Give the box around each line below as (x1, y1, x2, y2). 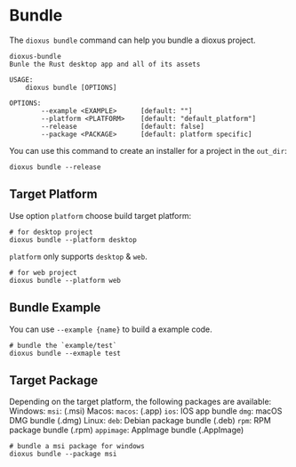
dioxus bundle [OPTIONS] (25, 83, 117, 92)
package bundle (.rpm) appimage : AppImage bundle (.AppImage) (9, 424, 244, 436)
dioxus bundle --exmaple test (9, 349, 122, 358)
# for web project (9, 268, 77, 277)
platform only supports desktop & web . (9, 251, 148, 262)
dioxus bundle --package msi (9, 450, 117, 459)
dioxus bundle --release (9, 162, 101, 172)
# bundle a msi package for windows (9, 442, 145, 451)
